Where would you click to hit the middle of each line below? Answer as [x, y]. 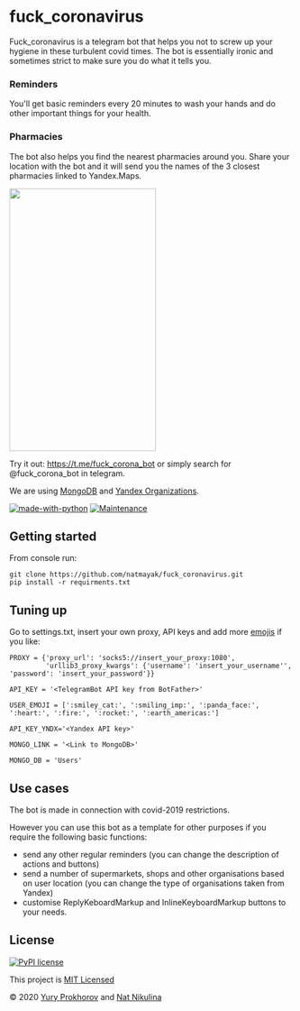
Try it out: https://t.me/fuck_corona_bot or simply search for [120, 464]
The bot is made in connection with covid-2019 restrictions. [119, 810]
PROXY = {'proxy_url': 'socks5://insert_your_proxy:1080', [123, 658]
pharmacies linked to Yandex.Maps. [76, 175]
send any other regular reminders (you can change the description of [150, 854]
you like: [25, 641]
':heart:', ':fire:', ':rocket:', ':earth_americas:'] [114, 713]
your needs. [45, 912]
